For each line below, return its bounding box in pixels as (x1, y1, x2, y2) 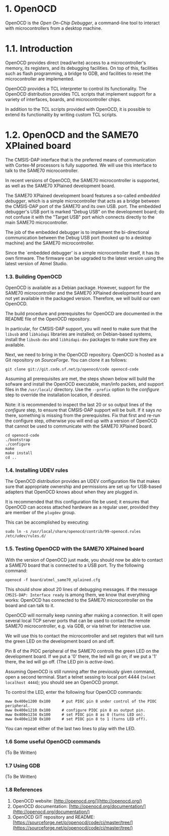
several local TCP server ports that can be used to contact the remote (5, 617, 150, 623)
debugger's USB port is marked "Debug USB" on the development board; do (5, 208, 164, 215)
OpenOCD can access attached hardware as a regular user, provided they (5, 504, 159, 510)
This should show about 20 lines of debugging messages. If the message (5, 586, 158, 592)
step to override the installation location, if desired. (5, 392, 111, 398)
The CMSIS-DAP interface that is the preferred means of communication (5, 156, 156, 162)
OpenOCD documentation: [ (12, 803, 71, 809)
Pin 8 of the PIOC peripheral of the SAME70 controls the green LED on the (5, 648, 159, 654)
